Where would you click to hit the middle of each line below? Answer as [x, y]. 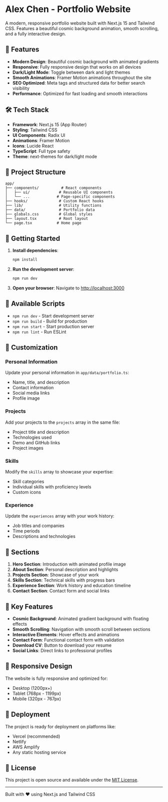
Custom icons [27, 492]
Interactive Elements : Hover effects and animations [66, 634]
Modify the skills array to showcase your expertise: [59, 472]
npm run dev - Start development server [53, 316]
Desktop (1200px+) [32, 688]
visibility [21, 88]
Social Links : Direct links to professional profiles [62, 650]
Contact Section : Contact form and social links [61, 591]
